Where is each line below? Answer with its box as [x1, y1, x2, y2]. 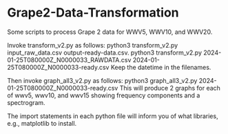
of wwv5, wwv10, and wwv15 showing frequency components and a [7, 91, 200, 99]
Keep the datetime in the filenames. [110, 63, 211, 71]
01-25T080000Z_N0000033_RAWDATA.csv [7, 55, 132, 64]
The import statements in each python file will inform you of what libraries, [7, 112, 218, 120]
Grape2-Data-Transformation [7, 5, 179, 21]
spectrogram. [7, 98, 46, 106]
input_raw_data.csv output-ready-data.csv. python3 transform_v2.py [7, 48, 202, 57]
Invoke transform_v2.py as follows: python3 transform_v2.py [7, 41, 178, 49]
